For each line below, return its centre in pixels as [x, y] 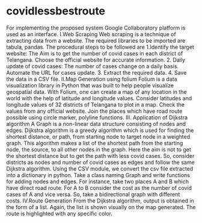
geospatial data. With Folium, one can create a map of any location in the [96, 92]
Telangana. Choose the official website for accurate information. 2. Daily [96, 60]
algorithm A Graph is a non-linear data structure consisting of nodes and [96, 124]
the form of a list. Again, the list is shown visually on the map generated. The [101, 207]
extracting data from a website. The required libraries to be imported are [96, 40]
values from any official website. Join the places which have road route [94, 111]
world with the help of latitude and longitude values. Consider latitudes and [99, 98]
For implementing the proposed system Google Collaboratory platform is [96, 28]
